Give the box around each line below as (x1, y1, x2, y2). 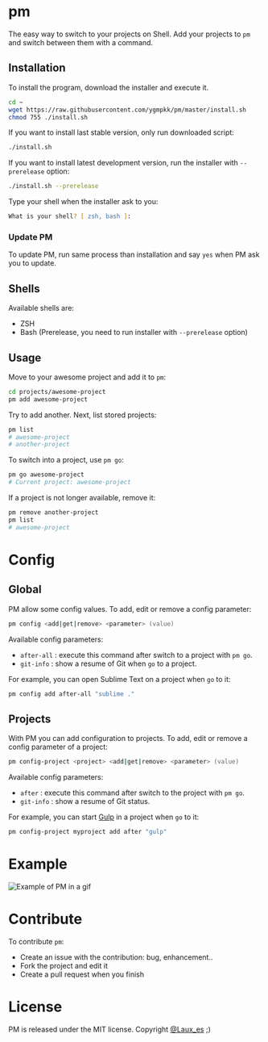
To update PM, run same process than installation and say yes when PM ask (8, 249, 260, 260)
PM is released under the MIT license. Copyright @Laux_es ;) (8, 1024, 212, 1034)
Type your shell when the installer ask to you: (8, 197, 159, 207)
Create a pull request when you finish (19, 969, 145, 979)
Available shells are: (8, 303, 75, 313)
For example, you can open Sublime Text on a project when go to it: (8, 674, 231, 684)
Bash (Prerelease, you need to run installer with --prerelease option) (19, 328, 248, 337)
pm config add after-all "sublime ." (8, 689, 135, 698)
